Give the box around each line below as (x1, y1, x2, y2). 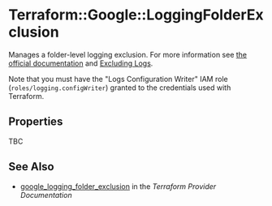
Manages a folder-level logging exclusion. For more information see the (8, 49, 248, 59)
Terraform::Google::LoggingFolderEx (8, 6, 264, 24)
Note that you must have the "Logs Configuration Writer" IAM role (8, 74, 229, 84)
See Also (8, 160, 54, 174)
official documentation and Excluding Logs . (8, 58, 153, 68)
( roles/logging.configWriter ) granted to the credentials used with (8, 83, 231, 92)
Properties (8, 115, 63, 129)
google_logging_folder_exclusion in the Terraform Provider (19, 181, 217, 191)
